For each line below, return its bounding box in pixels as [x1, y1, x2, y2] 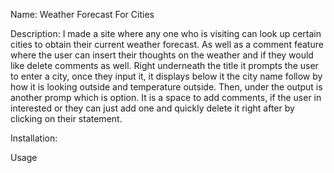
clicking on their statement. [10, 113, 123, 124]
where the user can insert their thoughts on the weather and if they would [10, 49, 314, 61]
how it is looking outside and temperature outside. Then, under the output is [10, 81, 323, 93]
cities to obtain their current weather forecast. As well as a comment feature [10, 39, 324, 50]
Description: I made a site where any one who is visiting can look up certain [10, 28, 322, 39]
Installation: [10, 132, 58, 144]
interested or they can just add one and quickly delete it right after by [10, 102, 295, 114]
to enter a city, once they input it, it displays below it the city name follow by [10, 70, 323, 82]
